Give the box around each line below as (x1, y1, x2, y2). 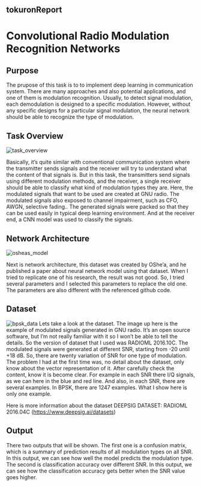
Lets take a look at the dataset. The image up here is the (38, 320, 178, 327)
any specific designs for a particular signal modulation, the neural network (6, 107, 190, 114)
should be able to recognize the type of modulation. (6, 114, 134, 121)
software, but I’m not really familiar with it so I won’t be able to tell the (6, 332, 178, 340)
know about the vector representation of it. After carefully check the (6, 364, 175, 372)
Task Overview (6, 130, 64, 141)
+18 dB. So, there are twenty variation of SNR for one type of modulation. (6, 352, 187, 359)
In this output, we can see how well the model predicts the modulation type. (6, 454, 194, 462)
